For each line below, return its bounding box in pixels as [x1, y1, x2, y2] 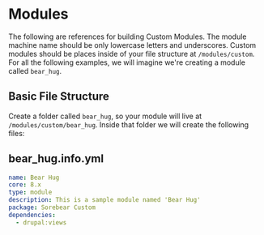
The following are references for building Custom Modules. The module [8, 32, 247, 41]
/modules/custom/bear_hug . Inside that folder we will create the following [8, 119, 249, 130]
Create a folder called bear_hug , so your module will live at [8, 111, 202, 121]
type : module [8, 188, 53, 197]
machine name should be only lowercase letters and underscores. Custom [8, 40, 257, 49]
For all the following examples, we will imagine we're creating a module [8, 58, 245, 67]
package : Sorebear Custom [8, 203, 96, 211]
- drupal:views [15, 218, 67, 227]
